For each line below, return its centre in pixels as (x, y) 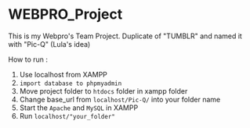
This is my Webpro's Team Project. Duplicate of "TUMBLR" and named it (125, 36)
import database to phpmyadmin (71, 84)
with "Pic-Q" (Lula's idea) (49, 44)
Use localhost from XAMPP (63, 74)
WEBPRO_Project (65, 14)
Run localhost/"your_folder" (67, 116)
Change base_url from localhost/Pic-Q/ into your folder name (120, 99)
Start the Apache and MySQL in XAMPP (79, 108)
